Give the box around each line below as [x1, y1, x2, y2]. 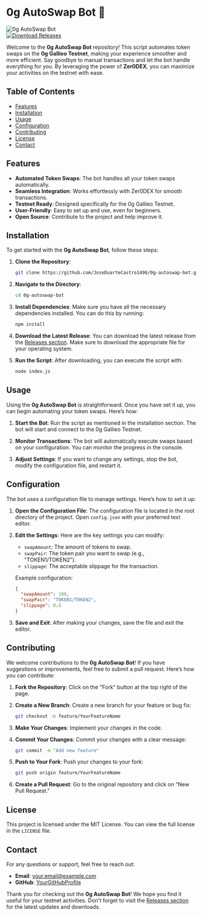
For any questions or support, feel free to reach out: [6, 861, 135, 868]
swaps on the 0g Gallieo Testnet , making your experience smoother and [6, 49, 187, 57]
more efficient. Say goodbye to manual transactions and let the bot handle [6, 56, 191, 63]
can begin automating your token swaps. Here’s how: [6, 407, 138, 415]
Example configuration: [14, 574, 73, 581]
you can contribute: [6, 672, 55, 679]
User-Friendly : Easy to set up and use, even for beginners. [14, 206, 162, 213]
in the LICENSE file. [6, 827, 51, 835]
